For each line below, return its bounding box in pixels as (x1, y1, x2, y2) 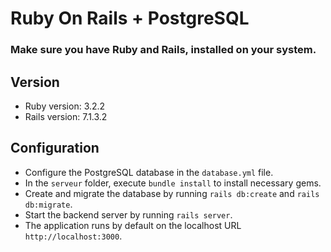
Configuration (10, 140, 100, 157)
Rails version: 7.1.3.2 (24, 110, 108, 122)
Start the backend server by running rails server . (24, 208, 233, 221)
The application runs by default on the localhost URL (24, 219, 242, 231)
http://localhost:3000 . (24, 230, 123, 242)
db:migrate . (24, 198, 73, 210)
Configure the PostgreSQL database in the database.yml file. (24, 166, 274, 178)
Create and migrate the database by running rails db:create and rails (24, 187, 320, 199)
